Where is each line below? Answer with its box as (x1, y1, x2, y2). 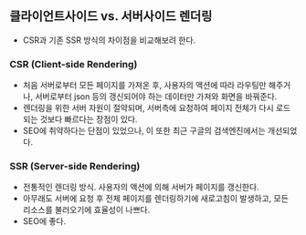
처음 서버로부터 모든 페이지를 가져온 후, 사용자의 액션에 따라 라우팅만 (22, 80, 267, 91)
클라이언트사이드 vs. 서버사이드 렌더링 (9, 8, 213, 25)
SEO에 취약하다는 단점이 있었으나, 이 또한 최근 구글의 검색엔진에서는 (22, 126, 267, 137)
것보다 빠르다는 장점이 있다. (39, 114, 138, 125)
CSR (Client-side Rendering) (9, 57, 138, 70)
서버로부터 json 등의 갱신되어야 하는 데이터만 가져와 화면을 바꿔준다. (35, 91, 278, 102)
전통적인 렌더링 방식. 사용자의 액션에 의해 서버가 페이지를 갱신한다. (22, 181, 259, 193)
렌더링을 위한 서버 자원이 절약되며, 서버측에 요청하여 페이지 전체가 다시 (22, 103, 274, 114)
